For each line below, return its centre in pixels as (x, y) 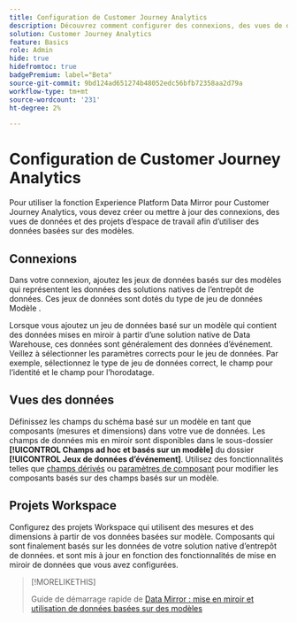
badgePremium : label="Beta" (61, 75)
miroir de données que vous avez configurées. (94, 564)
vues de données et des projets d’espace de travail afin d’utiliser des (134, 221)
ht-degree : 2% (35, 108)
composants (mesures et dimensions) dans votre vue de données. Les (137, 431)
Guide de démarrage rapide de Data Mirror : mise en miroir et (142, 599)
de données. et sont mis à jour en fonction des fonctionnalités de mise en (143, 555)
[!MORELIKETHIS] (63, 581)
